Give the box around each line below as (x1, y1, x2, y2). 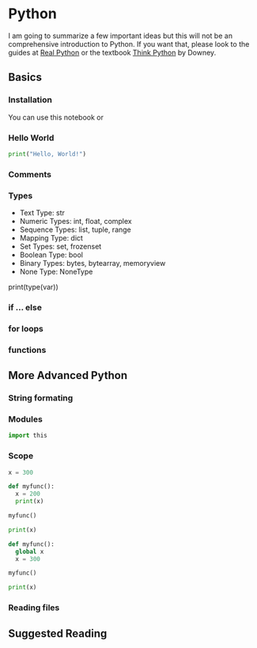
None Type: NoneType (19, 267, 93, 277)
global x (15, 548, 44, 555)
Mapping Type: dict (19, 233, 83, 243)
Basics (8, 70, 42, 84)
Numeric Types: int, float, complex (19, 217, 132, 226)
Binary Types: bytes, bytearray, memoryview (19, 259, 166, 268)
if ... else (8, 301, 42, 313)
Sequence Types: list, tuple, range (19, 225, 132, 234)
